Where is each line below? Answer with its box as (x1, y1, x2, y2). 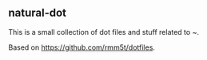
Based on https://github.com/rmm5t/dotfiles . (8, 43, 156, 52)
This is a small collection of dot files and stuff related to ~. (8, 27, 200, 36)
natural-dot (8, 6, 66, 20)
